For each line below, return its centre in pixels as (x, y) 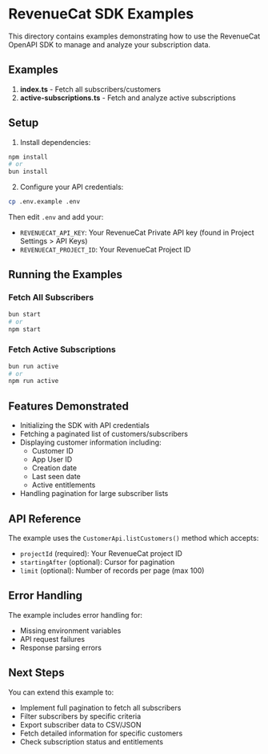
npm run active (34, 381)
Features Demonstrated (69, 406)
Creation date (54, 468)
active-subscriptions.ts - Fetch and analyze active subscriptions (128, 98)
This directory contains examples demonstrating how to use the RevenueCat (134, 36)
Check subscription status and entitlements (92, 741)
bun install (28, 172)
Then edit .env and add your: (56, 217)
